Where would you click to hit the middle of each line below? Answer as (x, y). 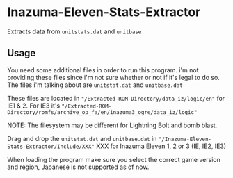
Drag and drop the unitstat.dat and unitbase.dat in (82, 138)
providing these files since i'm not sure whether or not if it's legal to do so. (114, 77)
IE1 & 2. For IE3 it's (34, 106)
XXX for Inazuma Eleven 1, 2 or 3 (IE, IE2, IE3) (161, 146)
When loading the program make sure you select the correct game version (114, 159)
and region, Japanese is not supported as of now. (78, 167)
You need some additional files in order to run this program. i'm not (103, 70)
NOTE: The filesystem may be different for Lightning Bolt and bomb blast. (112, 125)
